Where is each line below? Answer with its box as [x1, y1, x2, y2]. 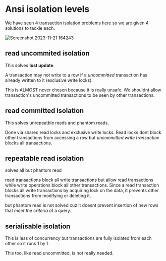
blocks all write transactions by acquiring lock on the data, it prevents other [5, 188, 159, 194]
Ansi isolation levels [5, 3, 90, 15]
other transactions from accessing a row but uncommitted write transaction [5, 134, 160, 140]
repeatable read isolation [5, 154, 84, 162]
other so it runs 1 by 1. [5, 241, 50, 247]
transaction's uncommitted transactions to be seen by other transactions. [5, 92, 155, 98]
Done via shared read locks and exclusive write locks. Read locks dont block [5, 129, 162, 135]
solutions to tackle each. [5, 25, 55, 31]
